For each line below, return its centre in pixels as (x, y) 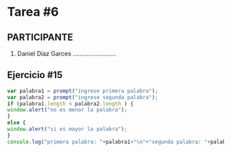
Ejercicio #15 (35, 75)
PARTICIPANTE (40, 37)
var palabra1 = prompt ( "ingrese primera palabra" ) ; (82, 91)
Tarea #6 (33, 12)
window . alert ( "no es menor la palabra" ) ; (67, 110)
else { (16, 123)
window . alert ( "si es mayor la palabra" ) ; (67, 129)
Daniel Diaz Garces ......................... (67, 53)
